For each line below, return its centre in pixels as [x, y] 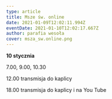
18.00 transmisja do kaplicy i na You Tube [56, 90]
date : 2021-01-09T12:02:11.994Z [46, 22]
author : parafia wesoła [35, 34]
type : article [24, 11]
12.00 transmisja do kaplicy [39, 78]
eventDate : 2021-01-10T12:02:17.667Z [52, 28]
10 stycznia [20, 56]
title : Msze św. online [35, 17]
